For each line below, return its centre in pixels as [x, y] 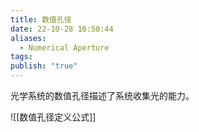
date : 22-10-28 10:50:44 [62, 29]
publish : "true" [44, 66]
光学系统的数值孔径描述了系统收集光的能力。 [102, 95]
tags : [21, 57]
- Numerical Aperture [64, 47]
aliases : [28, 38]
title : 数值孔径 [41, 19]
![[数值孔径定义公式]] [53, 117]
